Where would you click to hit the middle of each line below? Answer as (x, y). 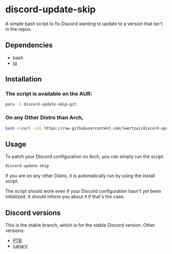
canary (20, 246)
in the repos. (19, 29)
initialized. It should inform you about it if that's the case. (65, 197)
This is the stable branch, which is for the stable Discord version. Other (80, 225)
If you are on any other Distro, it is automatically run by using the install (80, 176)
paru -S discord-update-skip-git (41, 104)
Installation (24, 79)
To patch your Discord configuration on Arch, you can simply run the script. (85, 157)
